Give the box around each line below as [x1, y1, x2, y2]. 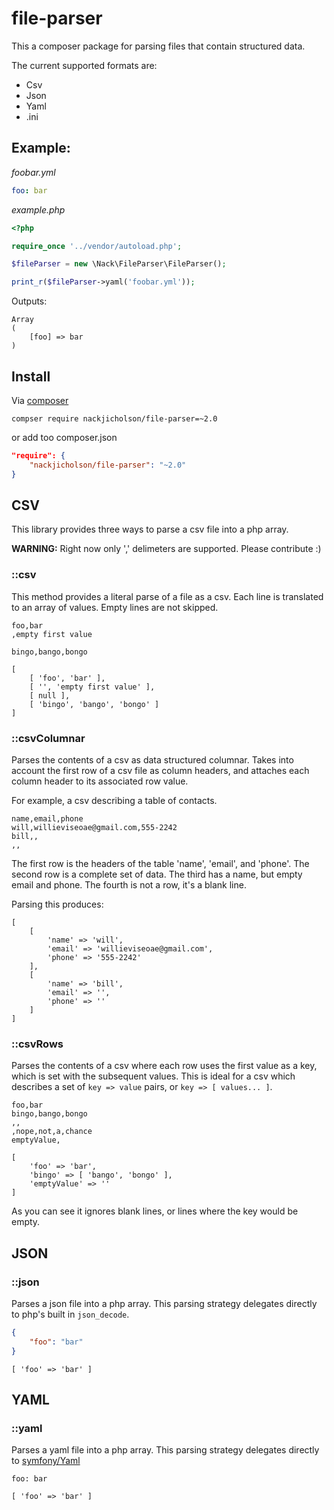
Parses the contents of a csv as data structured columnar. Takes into [11, 753, 294, 766]
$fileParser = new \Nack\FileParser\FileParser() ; [11, 259, 227, 269]
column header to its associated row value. [11, 775, 189, 787]
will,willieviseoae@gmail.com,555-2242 [11, 822, 178, 832]
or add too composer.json [11, 431, 118, 443]
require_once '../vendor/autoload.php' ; [11, 241, 183, 251]
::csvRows [11, 1037, 64, 1051]
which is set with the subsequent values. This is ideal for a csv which [11, 1070, 296, 1082]
